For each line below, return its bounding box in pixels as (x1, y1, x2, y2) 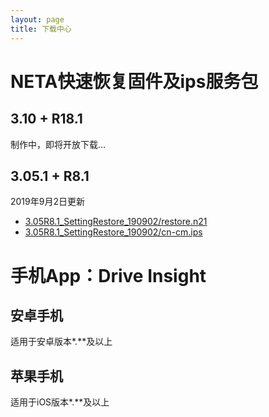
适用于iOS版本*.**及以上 (10, 396, 110, 408)
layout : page (10, 14, 65, 25)
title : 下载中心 (10, 24, 72, 34)
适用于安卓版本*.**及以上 (10, 336, 113, 348)
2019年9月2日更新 (10, 196, 85, 208)
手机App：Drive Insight (10, 264, 207, 287)
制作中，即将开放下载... (10, 138, 107, 150)
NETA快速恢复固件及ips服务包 (10, 70, 259, 93)
